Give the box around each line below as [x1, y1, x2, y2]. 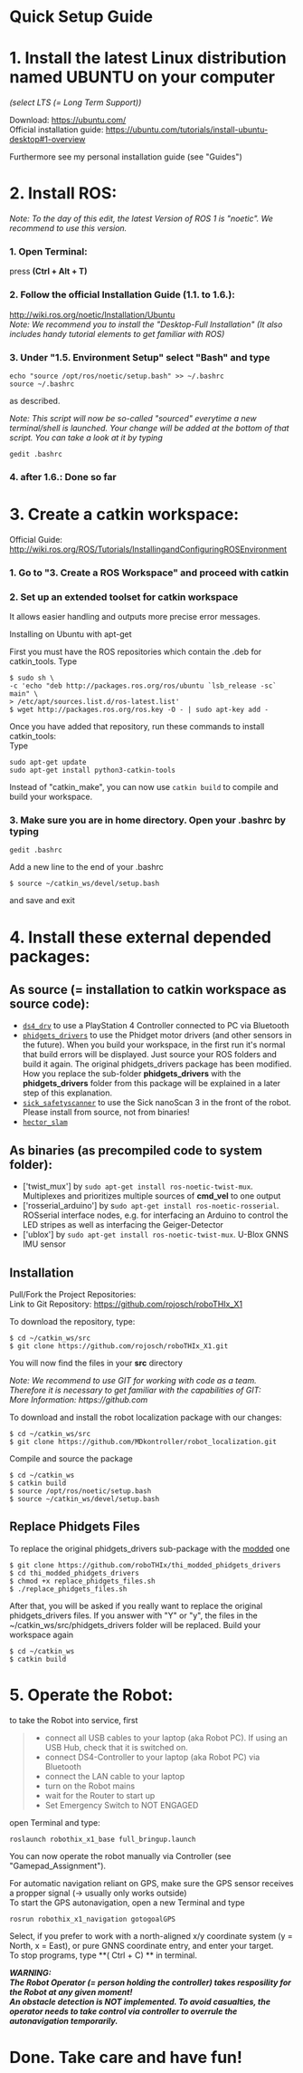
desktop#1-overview [9, 134, 86, 145]
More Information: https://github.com [9, 1393, 148, 1405]
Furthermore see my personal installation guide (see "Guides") [9, 151, 242, 162]
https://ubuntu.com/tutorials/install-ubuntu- [105, 124, 269, 135]
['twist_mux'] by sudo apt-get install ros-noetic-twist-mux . [22, 1181, 253, 1192]
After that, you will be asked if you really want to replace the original [9, 1600, 263, 1611]
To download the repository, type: [9, 1316, 136, 1326]
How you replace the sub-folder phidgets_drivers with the [22, 1068, 241, 1079]
